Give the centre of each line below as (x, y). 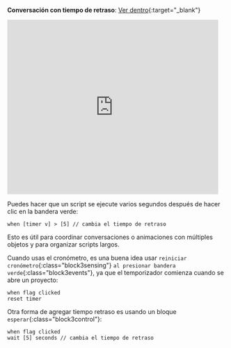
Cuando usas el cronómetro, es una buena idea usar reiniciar (97, 258)
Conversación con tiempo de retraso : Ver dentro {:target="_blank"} (104, 10)
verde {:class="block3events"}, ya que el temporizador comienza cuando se (115, 273)
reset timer (24, 299)
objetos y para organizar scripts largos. (63, 245)
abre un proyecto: (33, 280)
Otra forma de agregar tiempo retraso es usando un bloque (92, 312)
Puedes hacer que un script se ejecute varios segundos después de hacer (114, 204)
